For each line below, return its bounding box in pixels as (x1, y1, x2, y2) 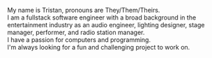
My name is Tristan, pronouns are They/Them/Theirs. (7, 6, 160, 14)
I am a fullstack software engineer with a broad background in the (7, 13, 197, 22)
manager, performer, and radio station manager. (7, 28, 145, 36)
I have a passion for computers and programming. (7, 36, 151, 44)
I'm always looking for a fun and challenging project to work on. (7, 43, 190, 51)
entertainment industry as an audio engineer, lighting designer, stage (7, 21, 205, 29)
